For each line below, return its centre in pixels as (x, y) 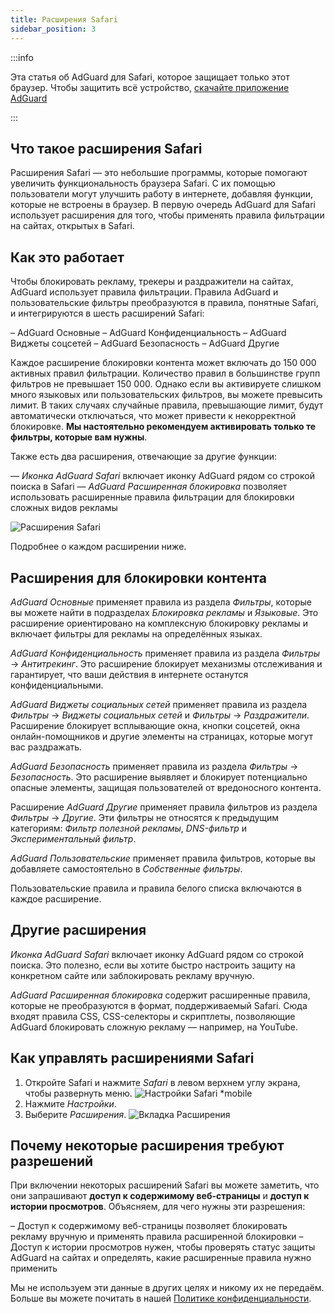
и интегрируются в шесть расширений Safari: (107, 313)
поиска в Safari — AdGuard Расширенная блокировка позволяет (149, 487)
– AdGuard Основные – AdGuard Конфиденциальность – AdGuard (148, 333)
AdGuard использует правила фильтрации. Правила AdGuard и (144, 292)
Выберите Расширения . (75, 1114)
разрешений (52, 1161)
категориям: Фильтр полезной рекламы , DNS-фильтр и (128, 828)
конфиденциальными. (57, 685)
